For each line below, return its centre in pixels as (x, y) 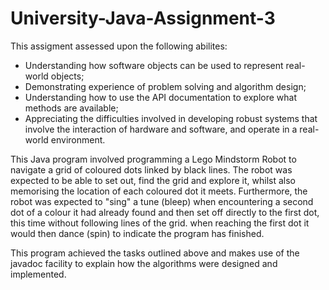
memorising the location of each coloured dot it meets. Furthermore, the (159, 191)
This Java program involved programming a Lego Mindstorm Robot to (153, 159)
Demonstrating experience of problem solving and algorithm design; (165, 86)
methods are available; (71, 108)
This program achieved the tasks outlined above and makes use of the (155, 253)
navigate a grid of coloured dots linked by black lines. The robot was (151, 169)
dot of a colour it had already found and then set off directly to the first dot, (165, 212)
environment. (78, 139)
